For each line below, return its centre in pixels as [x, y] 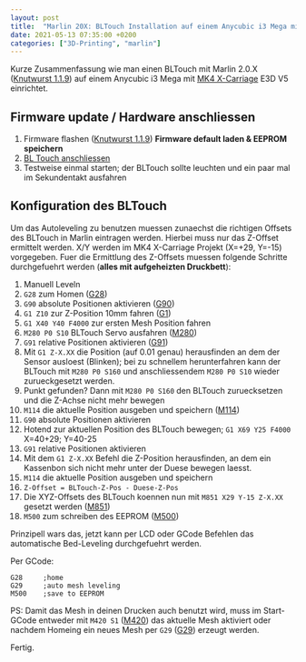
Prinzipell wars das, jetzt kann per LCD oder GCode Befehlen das [132, 534]
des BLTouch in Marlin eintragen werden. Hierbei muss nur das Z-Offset [145, 237]
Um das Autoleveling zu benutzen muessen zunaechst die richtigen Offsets [151, 227]
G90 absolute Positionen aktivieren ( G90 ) [99, 303]
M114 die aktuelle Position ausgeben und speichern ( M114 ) [131, 409]
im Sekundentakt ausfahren [75, 177]
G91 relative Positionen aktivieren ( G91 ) [96, 342]
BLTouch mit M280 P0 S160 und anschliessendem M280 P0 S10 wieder [152, 371]
